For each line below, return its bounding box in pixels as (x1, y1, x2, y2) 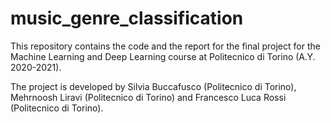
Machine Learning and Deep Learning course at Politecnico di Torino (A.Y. (10, 50, 316, 62)
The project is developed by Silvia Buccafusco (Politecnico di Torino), (10, 80, 297, 92)
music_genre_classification (10, 7, 244, 30)
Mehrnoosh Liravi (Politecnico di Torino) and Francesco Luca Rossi (10, 91, 287, 103)
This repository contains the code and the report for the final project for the (10, 40, 321, 52)
